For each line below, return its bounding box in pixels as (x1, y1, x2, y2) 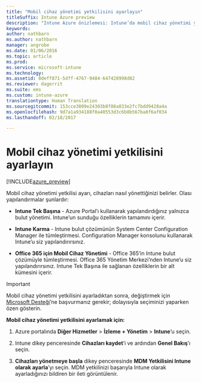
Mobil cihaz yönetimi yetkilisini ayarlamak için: (6, 317, 125, 324)
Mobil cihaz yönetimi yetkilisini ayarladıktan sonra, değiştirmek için (6, 292, 170, 299)
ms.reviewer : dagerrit (6, 81, 63, 87)
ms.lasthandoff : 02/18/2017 (6, 114, 77, 120)
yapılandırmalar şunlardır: (6, 196, 69, 203)
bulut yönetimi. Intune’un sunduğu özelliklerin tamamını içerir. (14, 214, 166, 221)
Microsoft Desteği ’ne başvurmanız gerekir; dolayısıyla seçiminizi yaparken (6, 299, 189, 306)
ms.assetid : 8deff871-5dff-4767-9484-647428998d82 (6, 75, 135, 81)
